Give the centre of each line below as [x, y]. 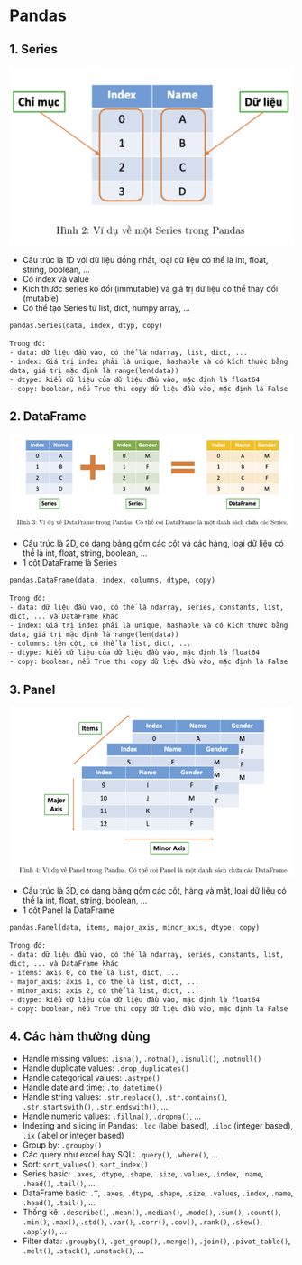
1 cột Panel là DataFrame [68, 910]
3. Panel [32, 689]
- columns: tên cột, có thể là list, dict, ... [101, 644]
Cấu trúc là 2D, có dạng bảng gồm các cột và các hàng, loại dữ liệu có [153, 544]
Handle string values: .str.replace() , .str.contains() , [125, 1096]
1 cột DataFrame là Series [69, 563]
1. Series [34, 49]
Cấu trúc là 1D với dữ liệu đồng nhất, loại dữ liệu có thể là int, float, [145, 259]
